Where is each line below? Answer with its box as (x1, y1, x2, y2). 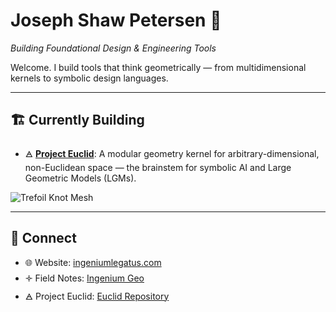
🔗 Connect (10, 230, 77, 247)
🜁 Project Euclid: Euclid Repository (24, 290, 170, 302)
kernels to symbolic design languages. (10, 72, 169, 84)
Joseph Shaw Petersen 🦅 (10, 9, 222, 32)
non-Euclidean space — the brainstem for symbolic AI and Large (24, 161, 292, 173)
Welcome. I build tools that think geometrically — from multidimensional (10, 61, 307, 73)
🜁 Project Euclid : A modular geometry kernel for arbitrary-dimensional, (24, 147, 320, 159)
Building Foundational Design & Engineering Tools (10, 42, 217, 54)
